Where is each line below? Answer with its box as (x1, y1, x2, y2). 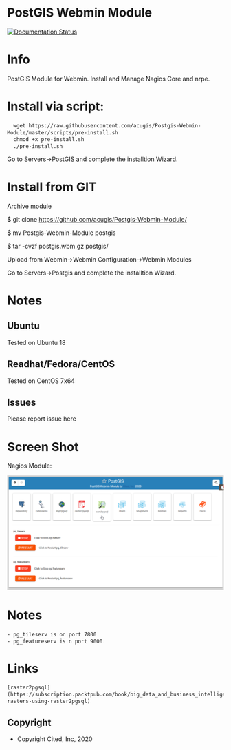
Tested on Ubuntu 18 (7, 338, 66, 346)
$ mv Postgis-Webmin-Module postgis (7, 229, 116, 237)
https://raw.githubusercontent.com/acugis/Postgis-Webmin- (28, 122, 201, 129)
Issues (7, 396, 36, 408)
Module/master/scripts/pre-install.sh (7, 129, 118, 136)
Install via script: (7, 98, 104, 114)
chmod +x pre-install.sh (13, 136, 85, 143)
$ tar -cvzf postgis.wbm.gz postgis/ (7, 242, 109, 250)
